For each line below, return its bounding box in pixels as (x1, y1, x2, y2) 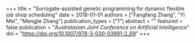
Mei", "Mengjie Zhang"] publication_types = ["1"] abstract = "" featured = (6, 18, 183, 24)
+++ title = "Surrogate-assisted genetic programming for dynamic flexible (6, 5, 185, 12)
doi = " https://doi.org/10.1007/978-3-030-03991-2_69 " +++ (6, 30, 150, 37)
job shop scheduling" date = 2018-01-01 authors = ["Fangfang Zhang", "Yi (6, 11, 185, 18)
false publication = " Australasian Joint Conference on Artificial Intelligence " (6, 24, 190, 31)
